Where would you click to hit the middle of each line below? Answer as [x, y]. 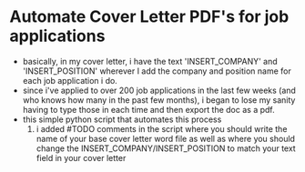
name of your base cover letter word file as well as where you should [166, 138]
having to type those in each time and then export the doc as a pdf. [148, 109]
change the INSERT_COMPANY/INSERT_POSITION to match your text [166, 148]
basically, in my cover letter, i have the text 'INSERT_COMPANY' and [150, 61]
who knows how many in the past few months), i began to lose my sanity [159, 100]
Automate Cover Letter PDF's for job [149, 17]
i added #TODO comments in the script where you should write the [162, 128]
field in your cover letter [81, 157]
